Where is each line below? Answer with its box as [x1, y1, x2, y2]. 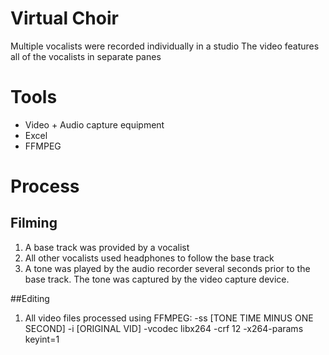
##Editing [10, 292, 50, 304]
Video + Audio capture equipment [24, 118, 165, 131]
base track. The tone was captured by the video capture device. [24, 273, 290, 285]
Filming [10, 215, 58, 232]
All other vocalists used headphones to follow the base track [24, 252, 275, 264]
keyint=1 [24, 333, 60, 345]
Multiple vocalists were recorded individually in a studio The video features [10, 40, 320, 52]
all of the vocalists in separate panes [10, 50, 162, 62]
